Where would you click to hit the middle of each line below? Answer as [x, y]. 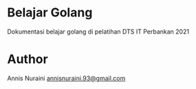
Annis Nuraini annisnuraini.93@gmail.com [66, 78]
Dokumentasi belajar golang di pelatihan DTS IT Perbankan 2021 [98, 31]
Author [28, 59]
